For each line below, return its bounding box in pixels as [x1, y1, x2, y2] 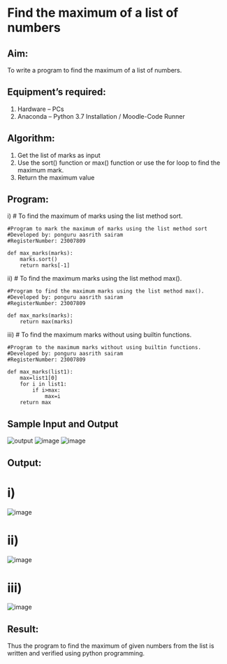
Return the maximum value [17, 173, 95, 182]
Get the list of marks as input [17, 151, 101, 159]
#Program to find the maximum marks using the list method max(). [7, 288, 205, 295]
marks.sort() [20, 256, 58, 263]
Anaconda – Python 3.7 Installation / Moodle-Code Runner [17, 112, 185, 120]
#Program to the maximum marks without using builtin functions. [7, 344, 201, 351]
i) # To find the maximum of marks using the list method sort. [7, 212, 183, 221]
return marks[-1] [20, 262, 71, 270]
